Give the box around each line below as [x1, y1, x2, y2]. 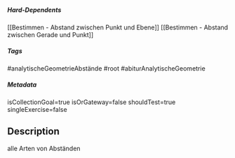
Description [7, 126, 60, 138]
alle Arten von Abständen [7, 144, 81, 152]
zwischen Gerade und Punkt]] [7, 30, 94, 38]
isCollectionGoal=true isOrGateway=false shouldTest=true [7, 98, 176, 106]
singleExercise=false [7, 105, 68, 113]
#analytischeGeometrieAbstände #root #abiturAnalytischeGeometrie [7, 64, 206, 73]
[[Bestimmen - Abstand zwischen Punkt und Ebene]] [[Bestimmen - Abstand [7, 23, 229, 31]
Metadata [7, 80, 37, 89]
